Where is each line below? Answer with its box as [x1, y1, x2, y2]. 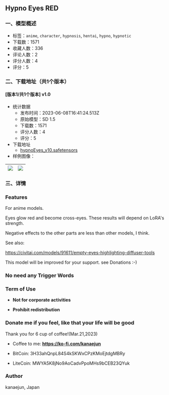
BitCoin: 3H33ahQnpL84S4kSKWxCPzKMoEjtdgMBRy [12, 350, 125, 356]
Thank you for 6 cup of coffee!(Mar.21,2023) [5, 330, 98, 337]
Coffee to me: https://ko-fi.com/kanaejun [12, 341, 101, 347]
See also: [5, 240, 25, 246]
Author [5, 373, 23, 380]
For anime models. [5, 205, 44, 211]
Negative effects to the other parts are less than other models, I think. [5, 230, 150, 236]
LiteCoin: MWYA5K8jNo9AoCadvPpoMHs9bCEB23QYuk [12, 360, 130, 366]
